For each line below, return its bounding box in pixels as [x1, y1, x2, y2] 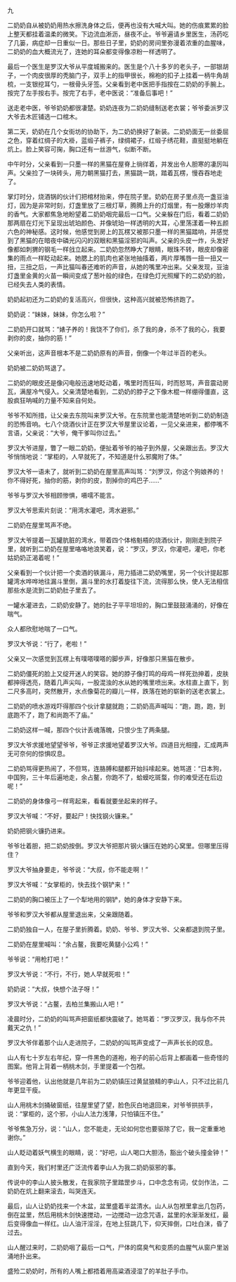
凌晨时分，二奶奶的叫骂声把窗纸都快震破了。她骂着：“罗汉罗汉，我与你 [7, 1015, 214, 1023]
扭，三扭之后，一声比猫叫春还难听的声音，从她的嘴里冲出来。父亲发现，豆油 [7, 263, 229, 271]
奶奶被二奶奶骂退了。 [7, 364, 69, 372]
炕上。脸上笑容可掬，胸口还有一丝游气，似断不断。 [7, 145, 155, 153]
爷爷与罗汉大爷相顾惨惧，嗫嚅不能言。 [7, 491, 118, 499]
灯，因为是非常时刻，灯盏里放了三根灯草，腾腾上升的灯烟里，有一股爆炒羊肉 [7, 201, 229, 209]
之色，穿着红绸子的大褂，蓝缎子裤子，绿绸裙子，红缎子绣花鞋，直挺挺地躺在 [7, 136, 229, 144]
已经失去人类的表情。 [7, 280, 69, 288]
